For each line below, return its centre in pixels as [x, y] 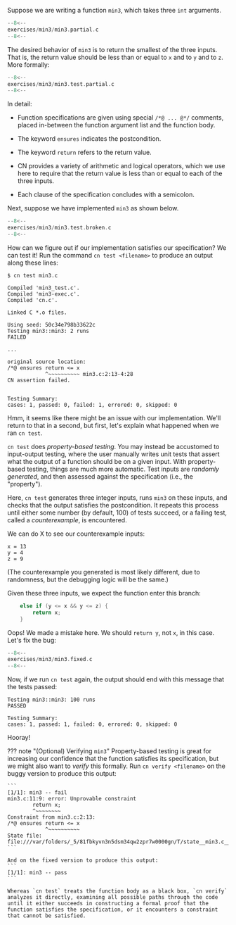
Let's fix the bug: [32, 640]
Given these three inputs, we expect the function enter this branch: [104, 593]
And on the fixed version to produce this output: [83, 861]
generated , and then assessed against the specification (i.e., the [100, 476]
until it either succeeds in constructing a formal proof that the [108, 904]
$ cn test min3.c [33, 275]
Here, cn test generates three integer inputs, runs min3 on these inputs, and [117, 497]
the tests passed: [32, 687]
